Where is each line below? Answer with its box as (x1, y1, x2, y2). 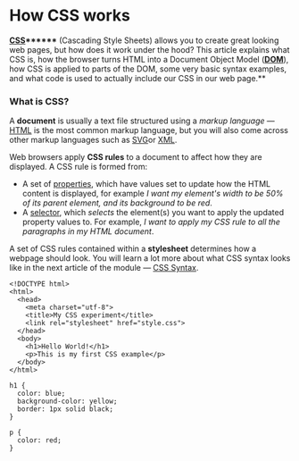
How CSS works (9, 5, 131, 26)
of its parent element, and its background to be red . (21, 197, 212, 208)
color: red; (17, 436, 62, 445)
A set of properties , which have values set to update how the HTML (21, 179, 270, 189)
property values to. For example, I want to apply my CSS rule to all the (21, 216, 281, 228)
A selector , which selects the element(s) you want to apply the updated (21, 207, 285, 218)
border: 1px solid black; (17, 405, 114, 414)
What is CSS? (9, 95, 70, 107)
